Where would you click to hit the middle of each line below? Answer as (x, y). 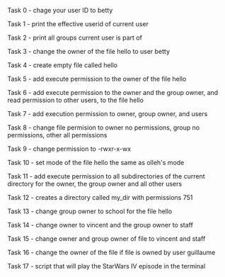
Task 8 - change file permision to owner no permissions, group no (104, 128)
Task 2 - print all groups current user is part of (75, 38)
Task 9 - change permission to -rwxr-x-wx (69, 149)
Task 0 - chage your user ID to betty (60, 10)
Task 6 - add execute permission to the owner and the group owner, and (113, 92)
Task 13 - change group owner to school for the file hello (90, 211)
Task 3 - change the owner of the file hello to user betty (89, 51)
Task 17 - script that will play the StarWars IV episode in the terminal (106, 266)
